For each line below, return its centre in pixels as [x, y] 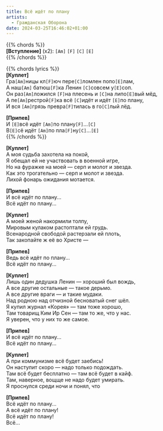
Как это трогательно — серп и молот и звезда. [65, 173]
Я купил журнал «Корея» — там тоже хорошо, [64, 307]
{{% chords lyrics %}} [33, 69]
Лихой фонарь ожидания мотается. [51, 179]
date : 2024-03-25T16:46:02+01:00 [47, 28]
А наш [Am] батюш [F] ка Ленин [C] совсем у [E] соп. [69, 88]
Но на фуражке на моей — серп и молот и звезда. [69, 167]
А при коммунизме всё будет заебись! [55, 361]
